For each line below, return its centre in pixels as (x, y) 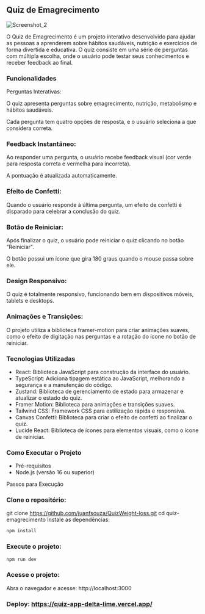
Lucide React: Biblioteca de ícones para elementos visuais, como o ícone (107, 430)
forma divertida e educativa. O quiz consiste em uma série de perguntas (97, 49)
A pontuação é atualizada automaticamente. (62, 176)
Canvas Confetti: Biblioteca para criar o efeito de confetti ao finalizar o (103, 417)
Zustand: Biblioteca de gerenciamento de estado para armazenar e (99, 391)
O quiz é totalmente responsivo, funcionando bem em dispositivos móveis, (100, 294)
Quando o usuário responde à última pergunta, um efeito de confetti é (94, 204)
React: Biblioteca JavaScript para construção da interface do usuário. (103, 372)
